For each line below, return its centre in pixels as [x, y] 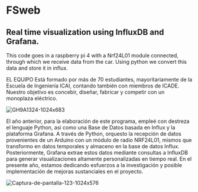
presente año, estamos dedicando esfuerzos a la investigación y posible [94, 165]
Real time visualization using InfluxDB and [85, 32]
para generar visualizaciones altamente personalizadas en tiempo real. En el [99, 159]
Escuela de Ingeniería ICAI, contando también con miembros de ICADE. [93, 86]
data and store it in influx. [37, 68]
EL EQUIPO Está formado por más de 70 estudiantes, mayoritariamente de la [99, 79]
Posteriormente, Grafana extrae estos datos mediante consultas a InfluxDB [97, 152]
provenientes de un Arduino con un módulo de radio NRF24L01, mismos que [99, 140]
